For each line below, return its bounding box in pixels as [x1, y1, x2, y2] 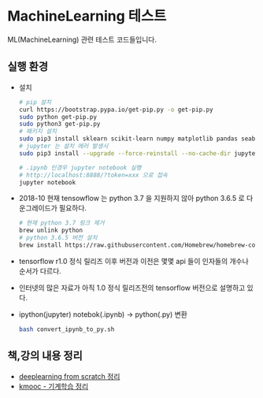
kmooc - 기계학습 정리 [18, 381, 89, 391]
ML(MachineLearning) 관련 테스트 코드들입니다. [7, 35, 157, 44]
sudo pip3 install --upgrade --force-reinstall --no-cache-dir [18, 149, 232, 158]
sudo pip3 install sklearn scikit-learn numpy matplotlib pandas [18, 135, 238, 143]
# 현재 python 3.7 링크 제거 [18, 219, 105, 227]
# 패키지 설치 [18, 128, 57, 136]
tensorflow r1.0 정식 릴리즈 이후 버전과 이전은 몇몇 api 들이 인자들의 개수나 [18, 256, 249, 266]
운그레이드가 [18, 203, 58, 213]
